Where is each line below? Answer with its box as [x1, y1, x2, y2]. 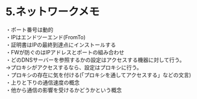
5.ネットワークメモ [5, 5, 100, 19]
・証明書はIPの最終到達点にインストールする [5, 41, 116, 48]
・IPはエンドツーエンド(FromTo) [5, 33, 86, 40]
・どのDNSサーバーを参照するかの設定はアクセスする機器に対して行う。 [5, 56, 185, 63]
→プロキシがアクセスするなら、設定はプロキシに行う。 [5, 63, 142, 71]
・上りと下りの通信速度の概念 [5, 78, 80, 86]
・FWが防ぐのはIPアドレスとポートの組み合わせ [5, 48, 125, 56]
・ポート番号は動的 [5, 26, 54, 33]
